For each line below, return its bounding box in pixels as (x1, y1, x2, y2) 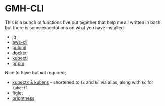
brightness (12, 95, 35, 101)
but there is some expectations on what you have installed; (5, 24, 125, 30)
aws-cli (12, 39, 28, 45)
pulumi (12, 44, 26, 50)
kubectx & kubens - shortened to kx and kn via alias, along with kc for (12, 79, 154, 85)
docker (12, 50, 27, 56)
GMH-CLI (5, 3, 44, 14)
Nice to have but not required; (5, 70, 66, 75)
